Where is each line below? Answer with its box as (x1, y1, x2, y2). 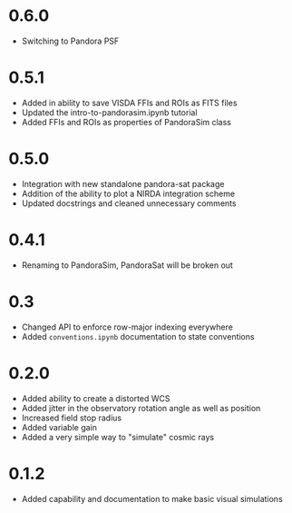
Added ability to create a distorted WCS (21, 392, 170, 404)
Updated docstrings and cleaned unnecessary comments (21, 197, 237, 209)
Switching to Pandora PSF (21, 35, 120, 46)
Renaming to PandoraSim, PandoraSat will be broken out (21, 260, 233, 271)
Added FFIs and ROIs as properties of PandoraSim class (21, 116, 232, 127)
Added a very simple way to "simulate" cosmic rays (21, 431, 215, 442)
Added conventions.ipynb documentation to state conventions (21, 330, 255, 341)
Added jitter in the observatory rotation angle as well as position (21, 402, 261, 413)
